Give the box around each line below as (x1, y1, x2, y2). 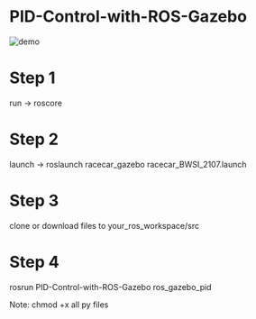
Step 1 (9, 68, 56, 88)
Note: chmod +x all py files (9, 299, 109, 310)
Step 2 (9, 129, 59, 150)
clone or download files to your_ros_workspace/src (9, 220, 200, 231)
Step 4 (9, 251, 60, 272)
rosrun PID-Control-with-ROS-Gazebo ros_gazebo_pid (9, 281, 212, 292)
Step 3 (9, 191, 59, 211)
